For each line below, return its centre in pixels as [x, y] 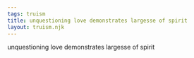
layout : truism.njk [36, 27]
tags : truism [26, 14]
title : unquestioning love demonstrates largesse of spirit [98, 21]
